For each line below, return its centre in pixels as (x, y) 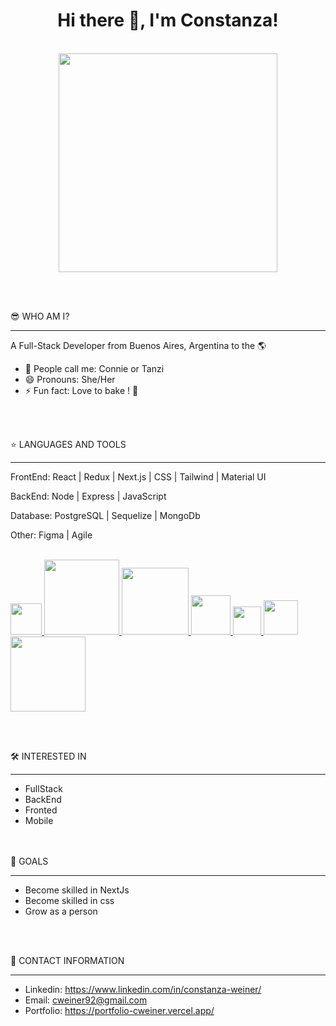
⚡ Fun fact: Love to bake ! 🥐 (81, 390)
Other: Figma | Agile (51, 535)
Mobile (39, 820)
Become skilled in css (69, 900)
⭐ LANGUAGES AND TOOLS (68, 444)
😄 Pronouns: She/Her (70, 379)
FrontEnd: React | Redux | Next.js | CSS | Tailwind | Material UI (138, 476)
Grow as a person (61, 911)
